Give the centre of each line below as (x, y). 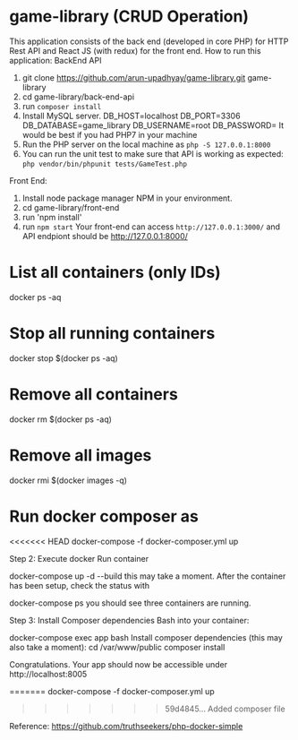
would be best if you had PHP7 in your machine (110, 134)
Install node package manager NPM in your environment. (127, 198)
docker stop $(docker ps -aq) (64, 358)
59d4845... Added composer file (225, 709)
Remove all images (81, 455)
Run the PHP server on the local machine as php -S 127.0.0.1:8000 (146, 144)
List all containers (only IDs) (115, 273)
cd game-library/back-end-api (78, 97)
